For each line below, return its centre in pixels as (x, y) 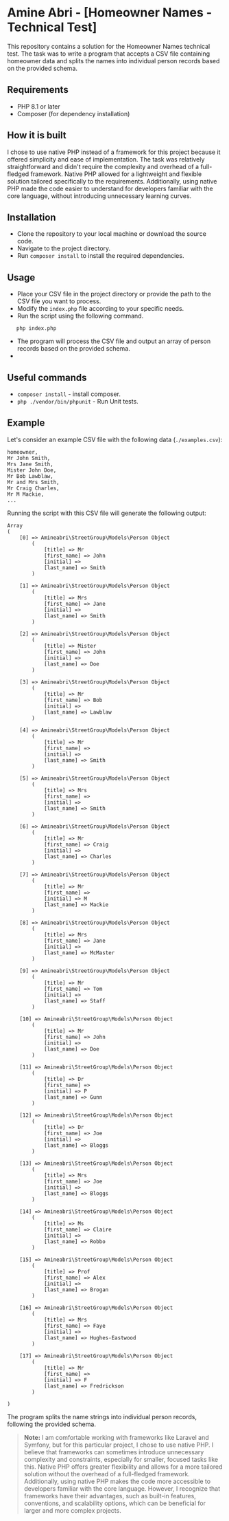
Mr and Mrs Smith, (33, 482)
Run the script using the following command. (80, 316)
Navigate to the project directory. (64, 248)
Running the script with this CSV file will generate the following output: (107, 513)
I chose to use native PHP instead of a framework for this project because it (114, 152)
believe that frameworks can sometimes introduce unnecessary (114, 1452)
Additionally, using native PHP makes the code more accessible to (117, 1481)
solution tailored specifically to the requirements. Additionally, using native (112, 181)
